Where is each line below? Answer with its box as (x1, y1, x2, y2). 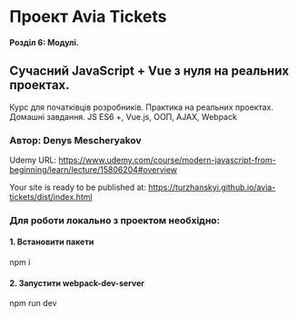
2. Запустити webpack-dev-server (9, 277, 145, 288)
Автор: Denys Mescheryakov (9, 134, 143, 146)
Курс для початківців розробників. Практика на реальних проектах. (9, 102, 274, 113)
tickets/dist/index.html (9, 191, 93, 202)
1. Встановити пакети (9, 236, 94, 247)
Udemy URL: (9, 154, 57, 165)
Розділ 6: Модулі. (9, 36, 79, 47)
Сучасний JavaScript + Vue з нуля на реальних (9, 64, 289, 79)
